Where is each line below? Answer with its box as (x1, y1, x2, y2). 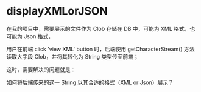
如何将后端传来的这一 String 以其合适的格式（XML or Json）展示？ (6, 79, 174, 86)
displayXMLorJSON (6, 4, 108, 18)
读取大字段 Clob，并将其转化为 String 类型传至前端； (6, 53, 139, 60)
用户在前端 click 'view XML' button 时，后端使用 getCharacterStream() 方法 (6, 45, 195, 53)
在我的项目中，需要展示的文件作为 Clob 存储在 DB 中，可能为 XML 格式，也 (6, 25, 196, 32)
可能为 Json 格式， (6, 32, 54, 40)
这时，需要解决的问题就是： (6, 65, 76, 73)
